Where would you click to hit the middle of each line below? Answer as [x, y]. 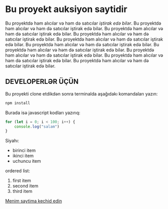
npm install [18, 103]
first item [22, 181]
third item [22, 191]
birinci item [24, 150]
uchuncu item [27, 161]
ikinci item [23, 156]
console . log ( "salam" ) [37, 127]
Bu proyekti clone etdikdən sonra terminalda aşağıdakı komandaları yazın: [81, 93]
